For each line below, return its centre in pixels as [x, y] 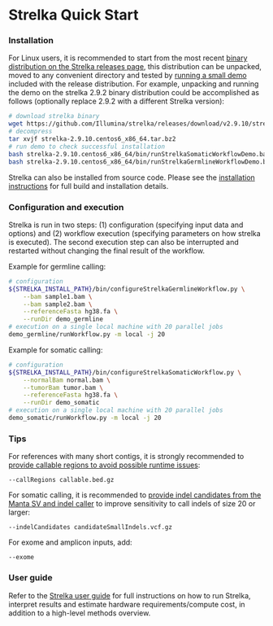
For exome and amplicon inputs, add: [70, 542]
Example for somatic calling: [56, 350]
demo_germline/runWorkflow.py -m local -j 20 [87, 335]
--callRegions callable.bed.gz [61, 480]
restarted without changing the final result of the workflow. [107, 251]
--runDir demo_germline [63, 319]
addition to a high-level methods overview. [80, 613]
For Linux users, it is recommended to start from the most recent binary [128, 58]
